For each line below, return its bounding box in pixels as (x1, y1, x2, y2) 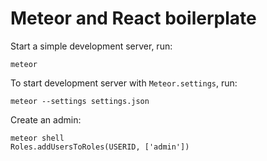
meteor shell (10, 133, 65, 143)
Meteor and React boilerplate (10, 7, 257, 30)
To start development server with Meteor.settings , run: (10, 77, 238, 89)
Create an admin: (10, 113, 82, 126)
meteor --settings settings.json (10, 96, 150, 106)
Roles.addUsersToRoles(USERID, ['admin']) (10, 142, 190, 152)
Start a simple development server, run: (10, 40, 173, 52)
